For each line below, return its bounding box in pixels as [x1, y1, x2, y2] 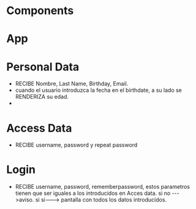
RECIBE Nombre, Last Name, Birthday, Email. [15, 80, 129, 88]
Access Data [6, 121, 72, 135]
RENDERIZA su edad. [15, 93, 69, 101]
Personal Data [6, 59, 80, 74]
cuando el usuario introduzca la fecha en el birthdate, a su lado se [15, 86, 183, 94]
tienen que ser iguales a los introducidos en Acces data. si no [15, 189, 171, 197]
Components [6, 4, 74, 18]
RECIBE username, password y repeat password [15, 142, 138, 149]
